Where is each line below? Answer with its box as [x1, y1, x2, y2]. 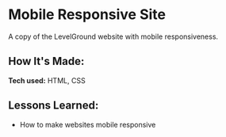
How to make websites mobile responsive [19, 120, 156, 129]
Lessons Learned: [8, 99, 99, 112]
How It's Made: [8, 55, 85, 68]
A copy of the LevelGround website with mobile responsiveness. [8, 32, 219, 41]
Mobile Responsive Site [8, 6, 167, 24]
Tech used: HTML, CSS [8, 75, 86, 85]
